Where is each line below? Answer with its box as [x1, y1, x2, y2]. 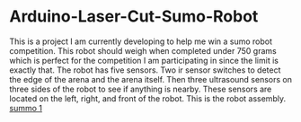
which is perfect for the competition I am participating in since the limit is [9, 55, 279, 65]
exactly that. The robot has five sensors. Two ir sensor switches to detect [9, 65, 281, 75]
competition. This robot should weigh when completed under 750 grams [9, 45, 277, 56]
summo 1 [9, 102, 43, 113]
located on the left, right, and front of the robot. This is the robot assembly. [9, 92, 286, 104]
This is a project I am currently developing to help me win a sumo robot [9, 36, 272, 47]
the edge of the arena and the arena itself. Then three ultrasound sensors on [9, 74, 292, 84]
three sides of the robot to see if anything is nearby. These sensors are [9, 83, 272, 94]
